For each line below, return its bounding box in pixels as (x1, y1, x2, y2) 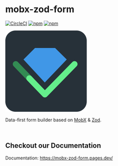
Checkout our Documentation (5, 141, 101, 150)
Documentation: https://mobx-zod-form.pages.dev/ (5, 155, 113, 161)
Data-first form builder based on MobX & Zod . (5, 117, 102, 123)
